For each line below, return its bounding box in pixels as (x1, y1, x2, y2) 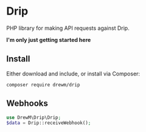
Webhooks (6, 99, 49, 109)
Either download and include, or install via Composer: (6, 70, 141, 77)
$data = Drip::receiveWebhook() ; (6, 120, 91, 126)
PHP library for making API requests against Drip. (6, 24, 130, 32)
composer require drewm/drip (6, 82, 80, 88)
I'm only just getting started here (6, 36, 91, 43)
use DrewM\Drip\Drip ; (6, 114, 61, 120)
